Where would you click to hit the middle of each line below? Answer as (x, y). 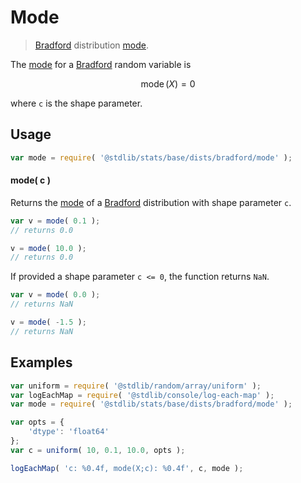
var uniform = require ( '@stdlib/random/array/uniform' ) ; (136, 386)
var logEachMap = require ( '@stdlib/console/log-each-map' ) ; (142, 395)
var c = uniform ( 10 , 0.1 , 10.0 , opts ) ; (98, 450)
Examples (41, 362)
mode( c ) (30, 180)
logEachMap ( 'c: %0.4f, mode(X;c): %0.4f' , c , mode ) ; (127, 468)
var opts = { (37, 422)
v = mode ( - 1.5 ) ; (48, 322)
